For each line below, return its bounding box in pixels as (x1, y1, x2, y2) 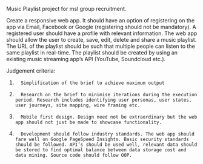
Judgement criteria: (6, 67, 56, 74)
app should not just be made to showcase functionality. (15, 119, 162, 125)
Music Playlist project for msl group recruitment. (6, 5, 127, 12)
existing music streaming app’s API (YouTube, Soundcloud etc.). (6, 56, 166, 62)
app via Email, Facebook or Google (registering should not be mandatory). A (6, 24, 196, 30)
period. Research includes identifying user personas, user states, (15, 97, 192, 103)
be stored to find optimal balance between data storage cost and (15, 147, 187, 153)
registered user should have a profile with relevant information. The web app (6, 30, 198, 37)
